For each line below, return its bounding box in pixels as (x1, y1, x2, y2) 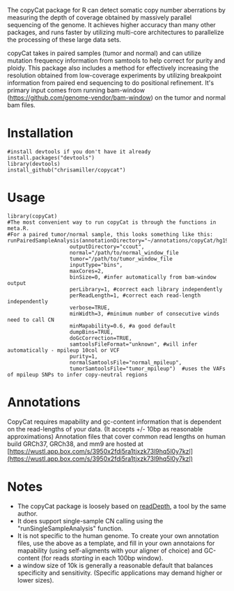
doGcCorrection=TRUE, (69, 335, 132, 341)
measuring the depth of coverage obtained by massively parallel (7, 13, 192, 22)
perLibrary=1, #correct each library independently (69, 286, 223, 293)
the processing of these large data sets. (7, 36, 122, 44)
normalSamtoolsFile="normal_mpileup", (69, 359, 182, 366)
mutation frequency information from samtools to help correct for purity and (7, 56, 226, 65)
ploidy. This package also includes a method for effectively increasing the (7, 64, 219, 72)
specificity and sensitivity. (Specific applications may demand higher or (17, 568, 223, 577)
